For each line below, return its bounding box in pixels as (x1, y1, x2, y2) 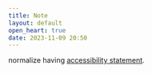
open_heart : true (8, 26, 66, 34)
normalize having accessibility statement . (8, 56, 146, 65)
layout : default (8, 19, 62, 27)
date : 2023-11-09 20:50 (8, 33, 88, 42)
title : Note (8, 11, 48, 20)
